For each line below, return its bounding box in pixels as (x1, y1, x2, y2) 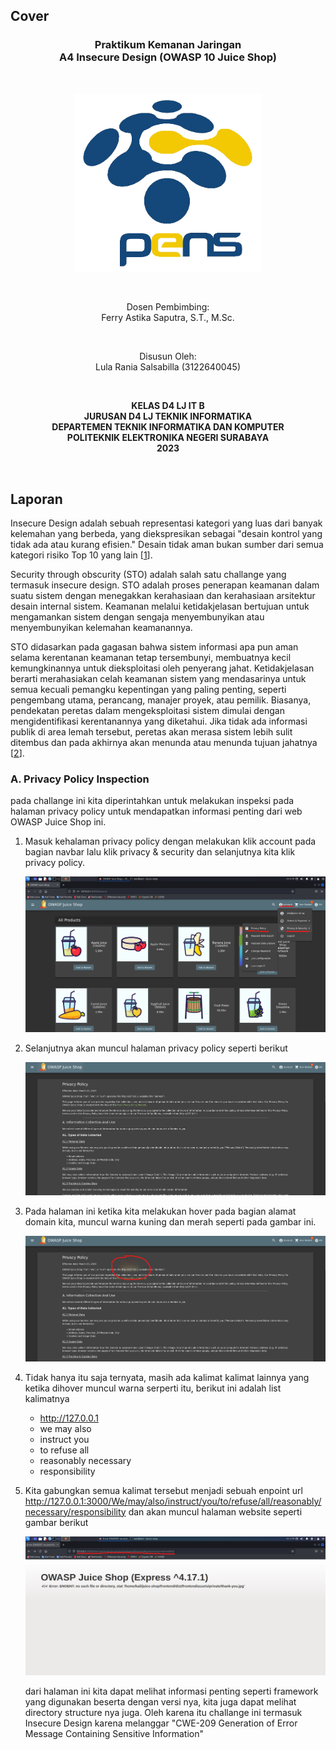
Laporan (10, 490, 63, 508)
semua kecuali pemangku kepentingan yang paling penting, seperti (10, 683, 287, 695)
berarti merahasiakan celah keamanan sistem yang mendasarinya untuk (10, 672, 307, 684)
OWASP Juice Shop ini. (10, 816, 107, 828)
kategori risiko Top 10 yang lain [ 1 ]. (10, 549, 153, 561)
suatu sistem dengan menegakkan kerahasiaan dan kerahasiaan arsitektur (10, 589, 316, 601)
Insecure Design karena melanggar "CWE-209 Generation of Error (24, 1717, 298, 1729)
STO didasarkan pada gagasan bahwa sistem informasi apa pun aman (10, 640, 299, 653)
